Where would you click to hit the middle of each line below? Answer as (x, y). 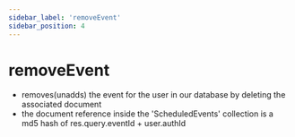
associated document (61, 105)
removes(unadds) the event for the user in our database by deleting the (153, 95)
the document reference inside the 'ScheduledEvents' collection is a (147, 114)
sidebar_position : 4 (47, 26)
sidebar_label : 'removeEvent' (65, 17)
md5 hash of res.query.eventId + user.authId (104, 124)
